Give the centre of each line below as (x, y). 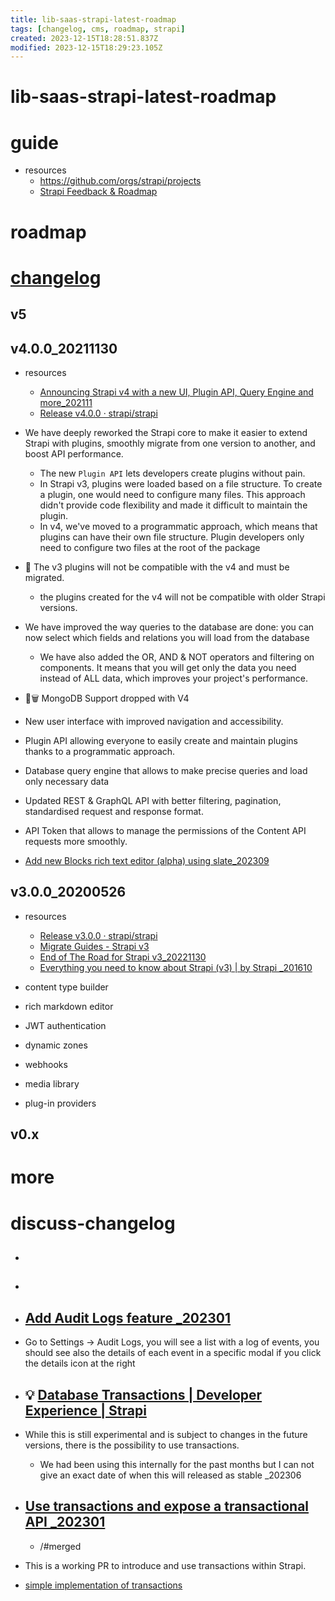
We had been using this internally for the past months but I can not (177, 1464)
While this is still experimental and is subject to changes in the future (166, 1434)
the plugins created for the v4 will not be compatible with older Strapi (182, 597)
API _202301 (65, 1522)
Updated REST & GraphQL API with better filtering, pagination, (153, 800)
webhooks (46, 1064)
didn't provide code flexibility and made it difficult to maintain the (173, 505)
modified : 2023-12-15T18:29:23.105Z (86, 47)
